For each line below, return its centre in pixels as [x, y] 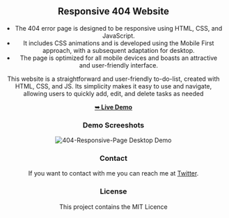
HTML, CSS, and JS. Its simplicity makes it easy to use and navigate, [113, 86]
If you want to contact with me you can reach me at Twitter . [113, 173]
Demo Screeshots [113, 125]
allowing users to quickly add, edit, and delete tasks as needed [113, 93]
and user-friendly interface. [119, 65]
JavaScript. [119, 36]
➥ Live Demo [113, 107]
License [113, 192]
